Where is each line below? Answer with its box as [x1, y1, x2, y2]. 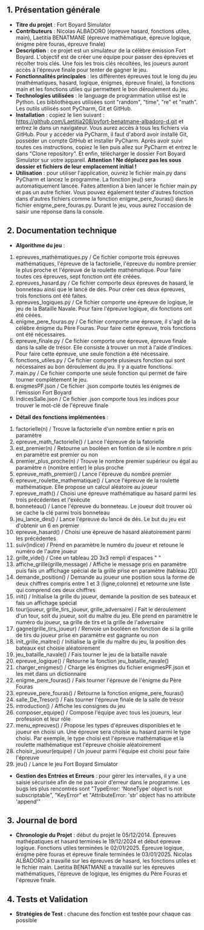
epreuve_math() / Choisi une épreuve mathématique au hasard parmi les [15, 490, 197, 497]
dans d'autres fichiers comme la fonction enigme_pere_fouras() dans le [15, 195, 194, 202]
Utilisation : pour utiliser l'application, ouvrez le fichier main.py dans [15, 169, 186, 177]
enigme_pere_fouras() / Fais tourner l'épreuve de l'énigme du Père [15, 676, 182, 684]
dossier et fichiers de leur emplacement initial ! [15, 163, 137, 170]
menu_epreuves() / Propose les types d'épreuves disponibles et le [15, 721, 181, 729]
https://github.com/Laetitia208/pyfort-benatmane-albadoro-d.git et [15, 118, 184, 125]
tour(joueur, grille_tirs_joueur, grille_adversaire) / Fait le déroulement [15, 605, 186, 613]
